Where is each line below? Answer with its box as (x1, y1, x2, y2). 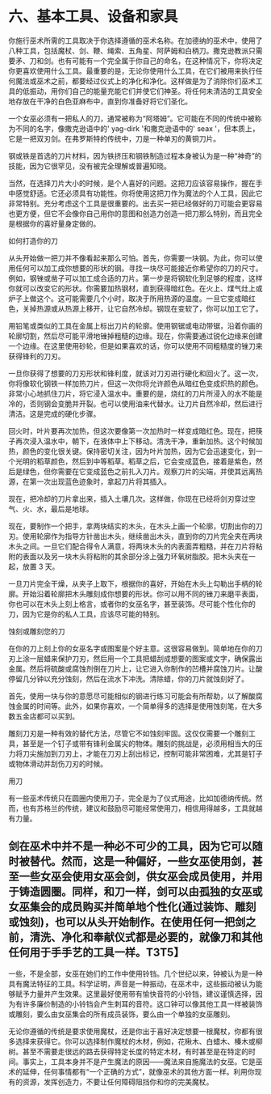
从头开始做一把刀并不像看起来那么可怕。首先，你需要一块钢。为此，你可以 (8, 252, 256, 263)
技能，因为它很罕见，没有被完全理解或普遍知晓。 (8, 161, 171, 171)
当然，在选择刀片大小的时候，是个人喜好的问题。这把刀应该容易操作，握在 (8, 178, 256, 188)
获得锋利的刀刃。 (8, 351, 65, 361)
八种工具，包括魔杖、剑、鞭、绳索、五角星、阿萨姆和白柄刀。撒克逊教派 (8, 45, 248, 55)
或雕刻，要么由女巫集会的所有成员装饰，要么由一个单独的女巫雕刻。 (8, 1009, 235, 1019)
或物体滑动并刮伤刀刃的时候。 (8, 758, 107, 769)
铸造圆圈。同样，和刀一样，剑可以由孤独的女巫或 (19, 885, 263, 899)
